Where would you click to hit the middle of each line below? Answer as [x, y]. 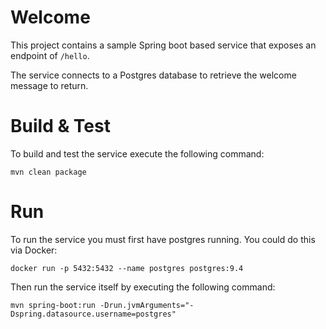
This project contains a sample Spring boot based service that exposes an [163, 45]
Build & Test [60, 126]
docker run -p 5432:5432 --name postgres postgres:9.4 [127, 268]
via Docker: [34, 250]
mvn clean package [48, 172]
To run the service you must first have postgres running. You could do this [163, 239]
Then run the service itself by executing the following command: [143, 287]
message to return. [49, 85]
